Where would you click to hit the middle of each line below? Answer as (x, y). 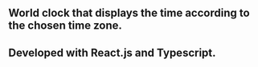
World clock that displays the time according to (129, 13)
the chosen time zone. (66, 26)
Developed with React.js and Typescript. (112, 52)
